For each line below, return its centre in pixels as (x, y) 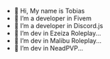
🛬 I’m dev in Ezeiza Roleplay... (57, 33)
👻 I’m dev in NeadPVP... (49, 48)
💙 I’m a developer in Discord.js (59, 26)
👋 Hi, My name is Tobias (49, 11)
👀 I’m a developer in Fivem (53, 18)
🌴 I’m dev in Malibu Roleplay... (57, 41)
